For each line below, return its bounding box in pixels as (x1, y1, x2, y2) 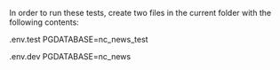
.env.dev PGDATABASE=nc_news (9, 51, 132, 61)
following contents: (9, 17, 80, 27)
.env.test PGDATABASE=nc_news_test (9, 35, 148, 44)
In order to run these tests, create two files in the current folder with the (9, 8, 272, 18)
